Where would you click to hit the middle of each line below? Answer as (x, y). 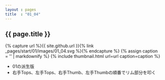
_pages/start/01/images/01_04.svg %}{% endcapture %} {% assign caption (82, 51)
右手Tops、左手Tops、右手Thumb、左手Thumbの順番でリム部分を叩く (84, 73)
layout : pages (21, 10)
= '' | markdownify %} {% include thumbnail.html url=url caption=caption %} (83, 56)
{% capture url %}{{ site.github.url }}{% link (49, 46)
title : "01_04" (23, 14)
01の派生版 (23, 66)
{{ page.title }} (28, 34)
